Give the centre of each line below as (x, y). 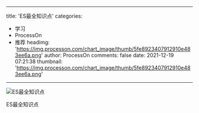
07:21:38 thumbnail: (39, 62)
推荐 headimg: (32, 42)
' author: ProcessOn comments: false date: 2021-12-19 (107, 55)
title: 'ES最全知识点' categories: (44, 16)
